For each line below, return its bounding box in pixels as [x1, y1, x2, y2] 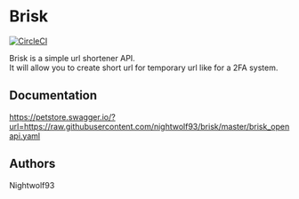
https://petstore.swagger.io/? [9, 111, 116, 122]
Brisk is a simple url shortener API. [9, 52, 135, 63]
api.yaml [9, 131, 41, 141]
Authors [9, 156, 56, 171]
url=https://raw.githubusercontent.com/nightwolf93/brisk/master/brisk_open [9, 121, 290, 131]
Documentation [9, 88, 98, 103]
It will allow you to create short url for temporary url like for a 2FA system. [9, 62, 279, 73]
